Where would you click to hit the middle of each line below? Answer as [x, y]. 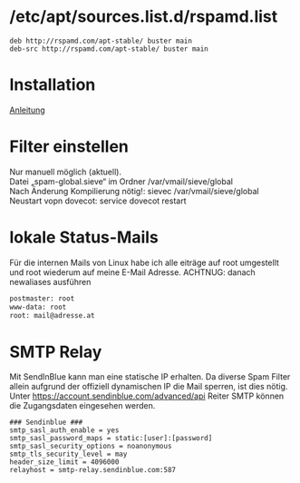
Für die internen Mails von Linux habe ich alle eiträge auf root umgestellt [144, 262]
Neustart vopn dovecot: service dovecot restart [98, 201]
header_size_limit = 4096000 [64, 462]
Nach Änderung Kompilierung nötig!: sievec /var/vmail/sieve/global [135, 191]
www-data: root [38, 307]
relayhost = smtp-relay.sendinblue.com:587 [93, 470]
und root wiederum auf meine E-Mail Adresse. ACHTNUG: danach [132, 272]
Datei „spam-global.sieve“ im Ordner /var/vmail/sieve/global [121, 181]
